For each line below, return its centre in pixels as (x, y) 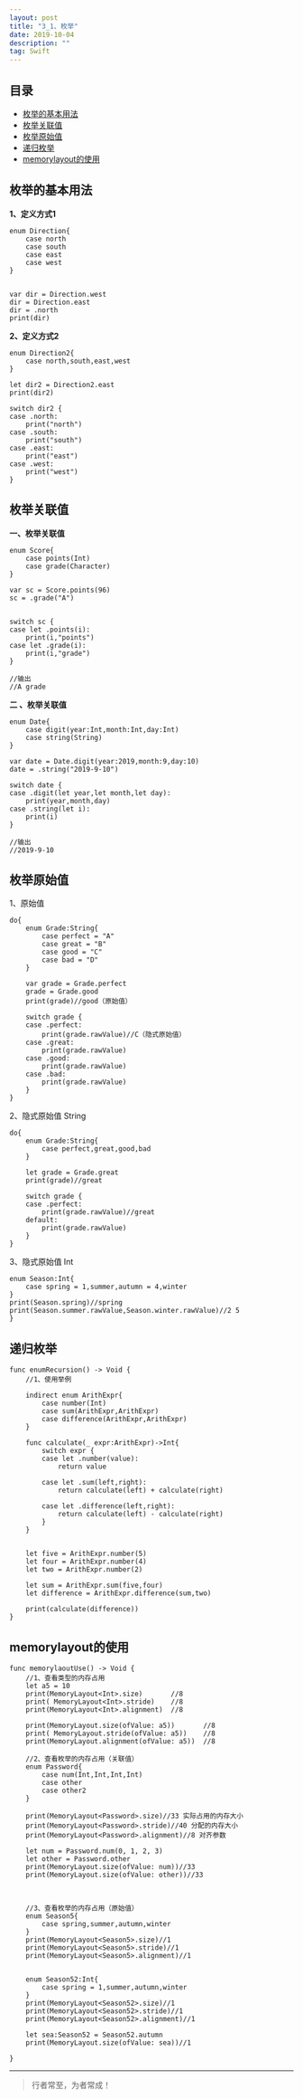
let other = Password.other (78, 1859)
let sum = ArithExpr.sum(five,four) (95, 1586)
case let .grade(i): (48, 645)
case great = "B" (74, 945)
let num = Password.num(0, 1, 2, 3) (95, 1851)
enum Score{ (32, 550)
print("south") (54, 440)
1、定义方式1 (33, 214)
